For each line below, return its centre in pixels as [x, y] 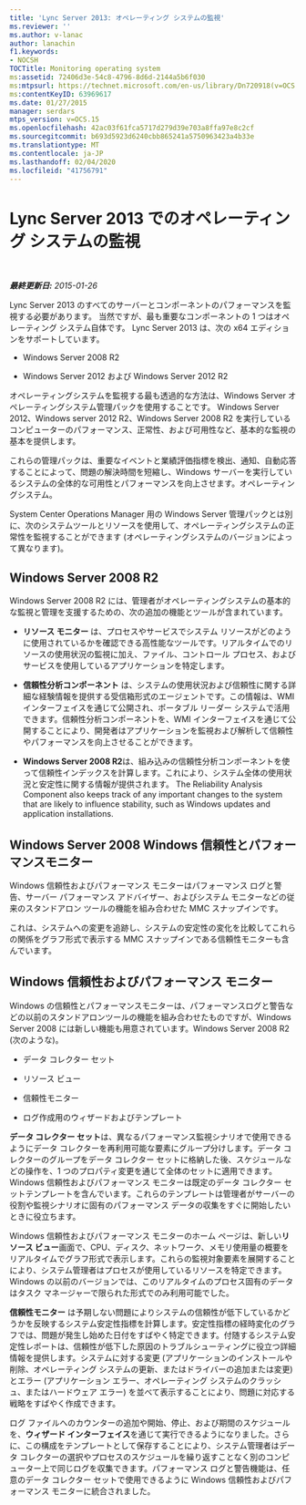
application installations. [68, 814]
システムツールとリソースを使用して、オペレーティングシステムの [163, 526]
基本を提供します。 [45, 441]
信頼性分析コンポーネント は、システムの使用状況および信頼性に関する [155, 685]
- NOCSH [24, 60]
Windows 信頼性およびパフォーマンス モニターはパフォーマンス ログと [142, 885]
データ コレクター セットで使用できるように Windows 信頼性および [150, 1479]
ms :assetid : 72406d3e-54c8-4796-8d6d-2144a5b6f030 [107, 77]
